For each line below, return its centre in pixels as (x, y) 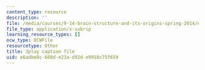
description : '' (27, 18)
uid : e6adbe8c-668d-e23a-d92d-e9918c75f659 (63, 57)
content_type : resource (37, 12)
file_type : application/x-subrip (49, 29)
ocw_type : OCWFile (30, 40)
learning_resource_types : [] (43, 35)
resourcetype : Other (33, 46)
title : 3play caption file (41, 52)
